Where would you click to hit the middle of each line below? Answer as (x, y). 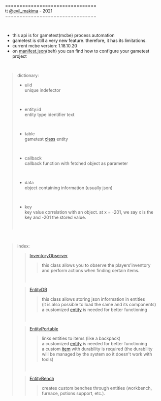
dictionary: (28, 75)
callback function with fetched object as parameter (76, 163)
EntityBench (42, 379)
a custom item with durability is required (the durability (97, 349)
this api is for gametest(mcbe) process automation (63, 35)
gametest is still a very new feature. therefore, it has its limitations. (79, 40)
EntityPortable (44, 329)
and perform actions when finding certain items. (91, 270)
